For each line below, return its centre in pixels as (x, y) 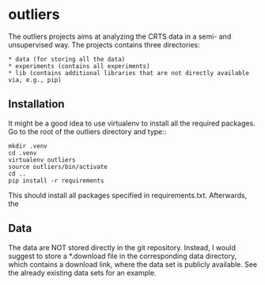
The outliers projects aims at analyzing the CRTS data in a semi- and (120, 36)
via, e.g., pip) (35, 80)
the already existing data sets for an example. (82, 272)
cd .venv (23, 153)
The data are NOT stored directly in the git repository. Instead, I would (122, 247)
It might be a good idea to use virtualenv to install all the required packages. (132, 123)
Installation (36, 104)
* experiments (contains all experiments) (79, 66)
